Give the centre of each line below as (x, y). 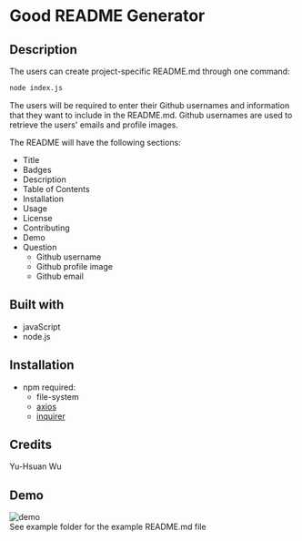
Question (40, 247)
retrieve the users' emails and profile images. (94, 125)
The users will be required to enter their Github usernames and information (150, 105)
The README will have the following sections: (96, 142)
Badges (37, 169)
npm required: (49, 387)
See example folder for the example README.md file (108, 527)
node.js (37, 336)
